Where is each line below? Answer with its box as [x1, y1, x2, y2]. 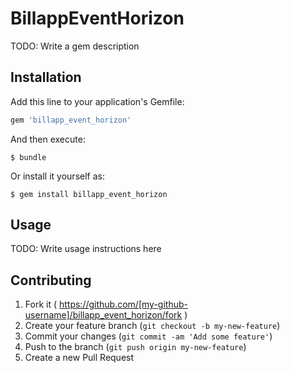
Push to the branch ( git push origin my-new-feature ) [24, 341, 247, 353]
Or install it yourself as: [10, 170, 105, 182]
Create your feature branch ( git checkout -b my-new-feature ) [24, 320, 281, 332]
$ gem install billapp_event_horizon [10, 189, 168, 199]
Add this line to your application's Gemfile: [10, 95, 185, 107]
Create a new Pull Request [24, 352, 135, 364]
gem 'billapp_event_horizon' [10, 115, 132, 125]
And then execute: [10, 133, 86, 145]
